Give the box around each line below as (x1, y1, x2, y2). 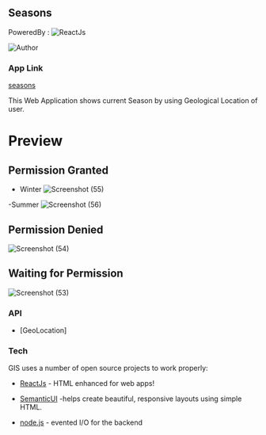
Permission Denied (8, 223, 104, 236)
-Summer (8, 200, 40, 209)
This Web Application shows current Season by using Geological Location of (8, 96, 258, 105)
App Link (8, 63, 44, 74)
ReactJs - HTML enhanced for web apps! (19, 379, 155, 388)
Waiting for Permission (8, 267, 124, 280)
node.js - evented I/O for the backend (19, 418, 143, 427)
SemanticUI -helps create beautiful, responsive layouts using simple (19, 394, 242, 403)
